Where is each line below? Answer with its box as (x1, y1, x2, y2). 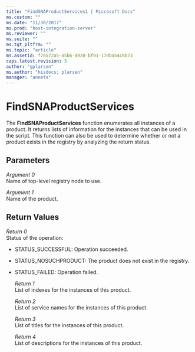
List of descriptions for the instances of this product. (14, 339, 143, 346)
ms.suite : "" (6, 36, 38, 42)
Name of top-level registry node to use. (6, 177, 102, 184)
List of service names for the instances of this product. (14, 304, 148, 311)
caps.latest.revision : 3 (6, 58, 67, 64)
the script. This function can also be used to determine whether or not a (6, 132, 181, 139)
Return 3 (14, 315, 36, 322)
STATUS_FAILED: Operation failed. (14, 268, 98, 275)
